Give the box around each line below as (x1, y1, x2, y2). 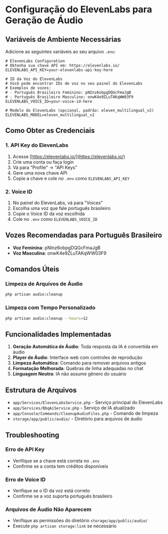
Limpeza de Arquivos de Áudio (5, 280, 83, 288)
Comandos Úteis (5, 265, 60, 274)
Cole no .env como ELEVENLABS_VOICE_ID (12, 216, 98, 222)
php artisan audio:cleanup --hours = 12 (5, 316, 88, 321)
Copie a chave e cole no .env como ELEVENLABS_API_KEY (12, 175, 130, 181)
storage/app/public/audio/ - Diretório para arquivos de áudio (12, 416, 143, 422)
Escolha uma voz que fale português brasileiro (12, 205, 111, 211)
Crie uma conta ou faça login (12, 159, 74, 165)
